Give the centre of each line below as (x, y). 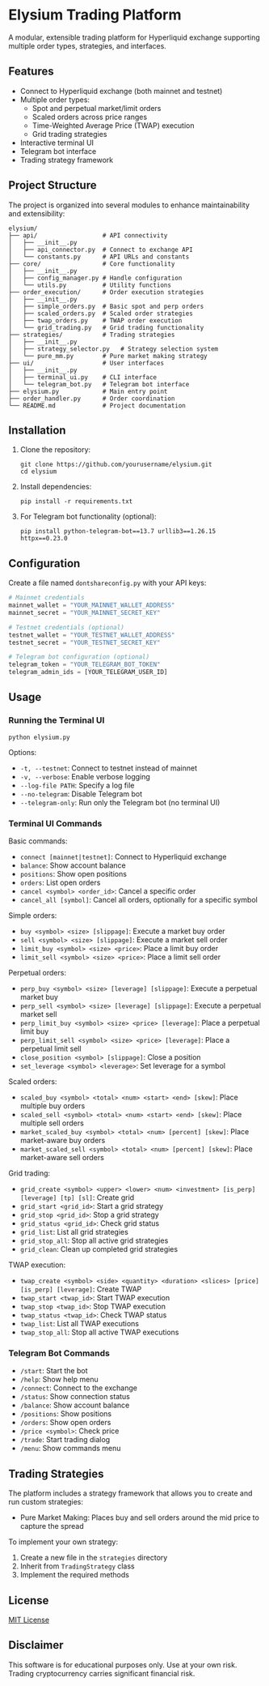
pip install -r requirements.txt (76, 502)
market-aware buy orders (63, 1141)
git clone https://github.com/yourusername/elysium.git (116, 465)
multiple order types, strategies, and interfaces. (88, 45)
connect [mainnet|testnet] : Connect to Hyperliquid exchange (123, 857)
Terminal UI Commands (55, 823)
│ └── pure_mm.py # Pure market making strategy (108, 356)
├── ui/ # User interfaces (86, 363)
